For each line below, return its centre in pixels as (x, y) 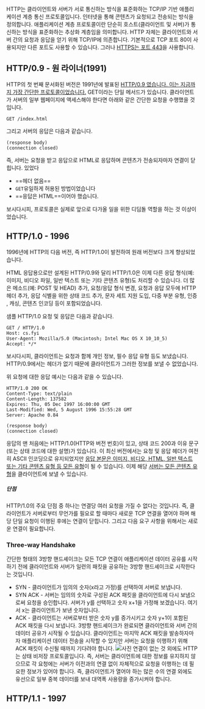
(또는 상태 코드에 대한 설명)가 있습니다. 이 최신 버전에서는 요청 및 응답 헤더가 (97, 451)
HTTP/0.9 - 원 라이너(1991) (57, 68)
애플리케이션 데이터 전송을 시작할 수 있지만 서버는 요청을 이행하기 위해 (105, 640)
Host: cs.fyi (23, 333)
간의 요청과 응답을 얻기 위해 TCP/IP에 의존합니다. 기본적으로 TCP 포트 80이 (102, 39)
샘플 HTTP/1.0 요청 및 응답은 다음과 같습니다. (60, 316)
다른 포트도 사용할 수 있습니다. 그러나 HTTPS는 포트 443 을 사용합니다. (111, 47)
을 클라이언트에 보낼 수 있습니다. (49, 474)
